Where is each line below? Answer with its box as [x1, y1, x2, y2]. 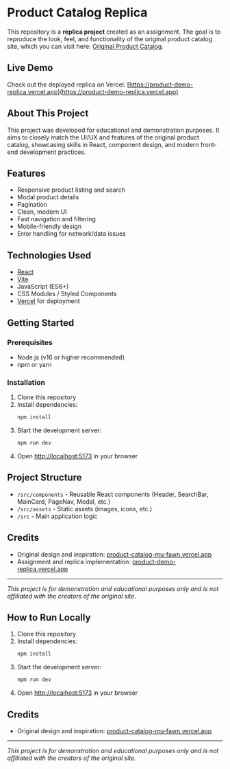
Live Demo [7, 62, 53, 74]
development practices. [19, 148, 86, 156]
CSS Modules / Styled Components [16, 290, 117, 298]
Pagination [16, 201, 48, 209]
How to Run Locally [7, 612, 91, 623]
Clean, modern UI [16, 208, 67, 216]
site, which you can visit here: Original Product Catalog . [7, 42, 164, 50]
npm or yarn [16, 360, 52, 368]
